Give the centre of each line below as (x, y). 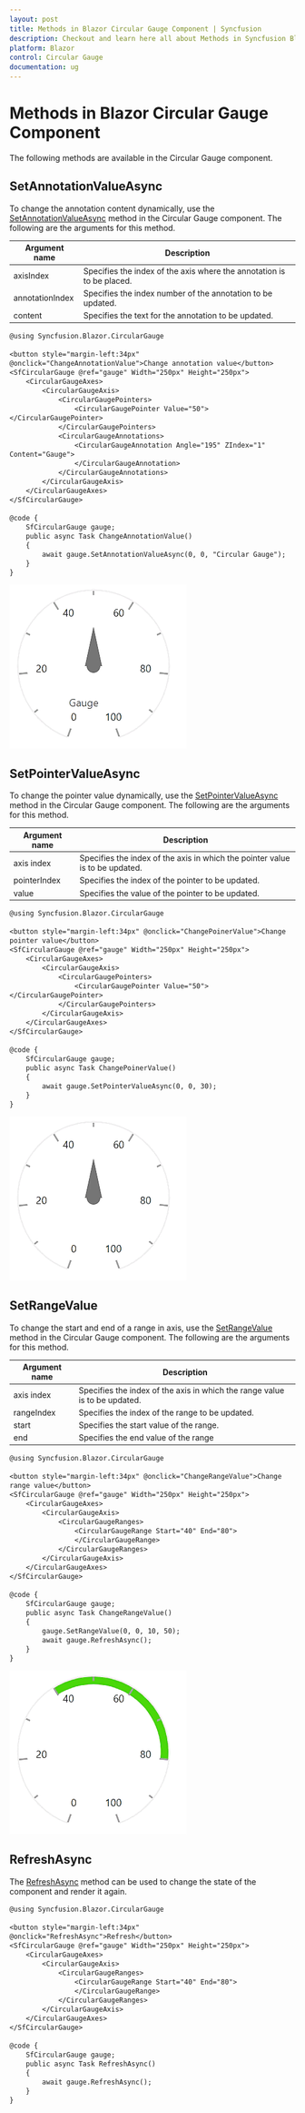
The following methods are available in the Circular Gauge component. (141, 157)
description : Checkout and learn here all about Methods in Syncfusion (148, 38)
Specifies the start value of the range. (149, 1425)
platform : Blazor (42, 48)
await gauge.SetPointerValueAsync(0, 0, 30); (130, 1087)
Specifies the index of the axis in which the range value (182, 1390)
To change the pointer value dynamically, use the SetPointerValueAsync (144, 795)
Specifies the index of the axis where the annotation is (184, 271)
